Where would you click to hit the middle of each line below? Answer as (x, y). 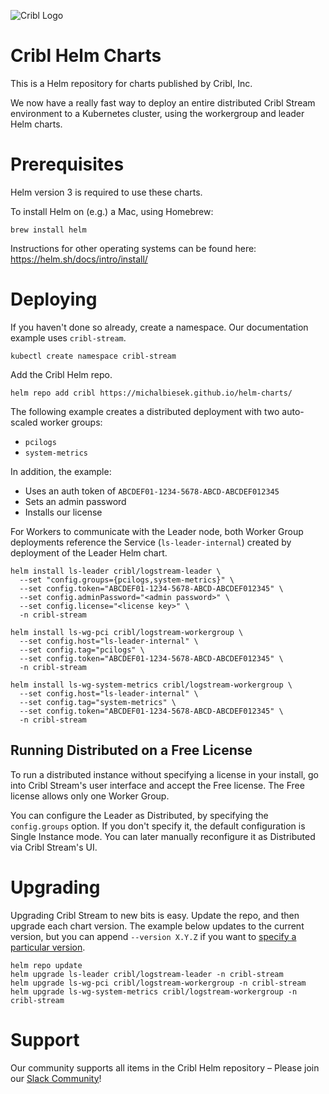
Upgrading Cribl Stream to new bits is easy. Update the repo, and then (155, 915)
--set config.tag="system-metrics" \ (98, 702)
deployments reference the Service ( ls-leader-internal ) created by (151, 542)
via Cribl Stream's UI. (54, 847)
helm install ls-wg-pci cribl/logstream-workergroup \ (127, 632)
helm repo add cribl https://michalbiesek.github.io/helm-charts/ (151, 393)
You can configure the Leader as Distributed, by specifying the (139, 815)
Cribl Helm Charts (86, 56)
